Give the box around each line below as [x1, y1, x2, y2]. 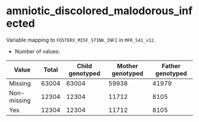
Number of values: [14, 47, 60, 54]
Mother [117, 62, 138, 70]
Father [162, 62, 181, 70]
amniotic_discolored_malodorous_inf [6, 4, 193, 18]
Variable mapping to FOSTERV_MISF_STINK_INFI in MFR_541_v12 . [6, 36, 156, 43]
